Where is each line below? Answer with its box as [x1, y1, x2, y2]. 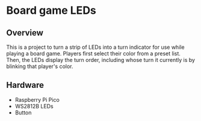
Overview [6, 28, 44, 38]
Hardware [6, 80, 44, 90]
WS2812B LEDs [14, 102, 54, 110]
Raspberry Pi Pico [14, 96, 60, 103]
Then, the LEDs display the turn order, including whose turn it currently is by [6, 57, 196, 63]
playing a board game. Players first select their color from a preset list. [6, 50, 181, 57]
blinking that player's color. [6, 63, 73, 70]
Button [14, 109, 32, 116]
